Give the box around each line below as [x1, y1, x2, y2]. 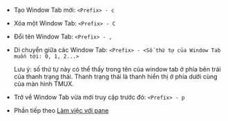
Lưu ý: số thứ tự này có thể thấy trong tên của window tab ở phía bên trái [13, 65, 221, 73]
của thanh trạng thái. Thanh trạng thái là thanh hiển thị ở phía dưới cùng [13, 72, 218, 80]
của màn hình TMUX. [13, 80, 75, 88]
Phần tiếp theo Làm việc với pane [13, 107, 109, 114]
